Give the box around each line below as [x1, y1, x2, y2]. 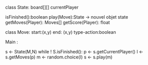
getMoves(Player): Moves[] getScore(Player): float [5, 20, 110, 25]
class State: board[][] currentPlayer [5, 5, 79, 10]
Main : [5, 39, 19, 45]
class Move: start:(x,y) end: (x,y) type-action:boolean [5, 29, 116, 35]
